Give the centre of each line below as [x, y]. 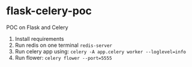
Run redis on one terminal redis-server [64, 45]
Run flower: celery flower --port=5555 [63, 58]
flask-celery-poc [49, 11]
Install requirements [39, 39]
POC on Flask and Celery [37, 27]
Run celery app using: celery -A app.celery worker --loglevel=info [100, 51]
